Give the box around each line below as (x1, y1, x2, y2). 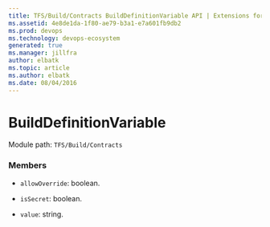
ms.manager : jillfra (8, 49, 78, 57)
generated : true (8, 42, 63, 50)
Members (8, 160, 47, 171)
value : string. (19, 209, 64, 219)
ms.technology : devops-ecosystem (8, 34, 121, 43)
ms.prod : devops (8, 26, 63, 34)
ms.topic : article (8, 64, 70, 72)
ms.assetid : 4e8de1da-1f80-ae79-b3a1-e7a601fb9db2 (8, 19, 182, 27)
